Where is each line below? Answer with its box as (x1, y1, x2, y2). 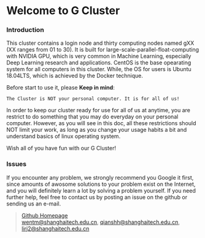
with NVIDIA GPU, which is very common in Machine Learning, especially (6, 53, 191, 60)
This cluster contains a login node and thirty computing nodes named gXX (6, 39, 195, 47)
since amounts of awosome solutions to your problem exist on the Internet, (6, 180, 196, 188)
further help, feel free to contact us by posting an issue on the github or (6, 193, 188, 201)
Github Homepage (21, 212, 68, 219)
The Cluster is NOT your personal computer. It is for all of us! (6, 96, 180, 102)
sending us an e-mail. (6, 200, 61, 207)
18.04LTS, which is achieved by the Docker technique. (6, 72, 143, 80)
